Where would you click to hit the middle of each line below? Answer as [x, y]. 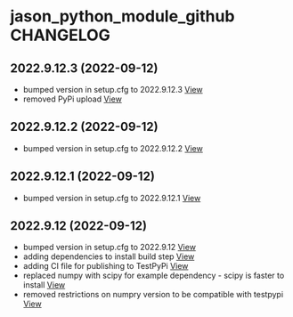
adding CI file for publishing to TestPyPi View [106, 266]
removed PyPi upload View [73, 99]
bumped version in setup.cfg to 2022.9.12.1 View [112, 198]
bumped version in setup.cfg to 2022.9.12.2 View [113, 148]
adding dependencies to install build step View [109, 256]
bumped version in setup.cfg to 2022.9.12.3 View [113, 89]
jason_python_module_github [122, 16]
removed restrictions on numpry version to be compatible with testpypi [153, 295]
